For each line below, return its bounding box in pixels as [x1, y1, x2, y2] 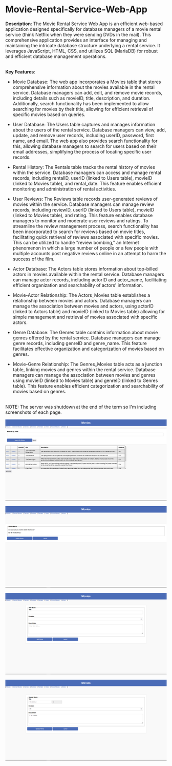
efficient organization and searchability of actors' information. [12, 282, 143, 288]
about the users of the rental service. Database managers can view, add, [12, 127, 166, 133]
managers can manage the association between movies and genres [12, 372, 156, 378]
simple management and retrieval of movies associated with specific [12, 314, 158, 320]
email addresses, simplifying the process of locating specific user [12, 148, 152, 155]
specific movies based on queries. [12, 111, 85, 118]
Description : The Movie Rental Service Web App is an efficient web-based [5, 21, 163, 27]
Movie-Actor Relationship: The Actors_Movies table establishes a [12, 292, 150, 298]
